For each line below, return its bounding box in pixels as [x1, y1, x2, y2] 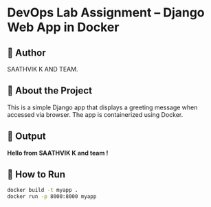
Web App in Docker [7, 19, 120, 35]
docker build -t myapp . [7, 187, 78, 194]
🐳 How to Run [7, 168, 66, 180]
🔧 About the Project [7, 85, 93, 97]
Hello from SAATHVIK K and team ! [7, 149, 109, 157]
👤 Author [7, 47, 46, 58]
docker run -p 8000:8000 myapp [7, 193, 97, 200]
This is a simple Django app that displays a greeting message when [7, 103, 198, 111]
